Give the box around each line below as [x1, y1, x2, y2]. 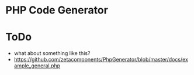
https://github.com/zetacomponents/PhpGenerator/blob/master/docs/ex [13, 56, 188, 63]
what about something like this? [13, 50, 91, 57]
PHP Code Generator [5, 4, 109, 17]
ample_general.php [13, 62, 61, 69]
